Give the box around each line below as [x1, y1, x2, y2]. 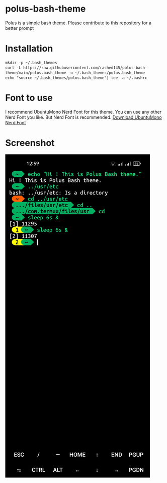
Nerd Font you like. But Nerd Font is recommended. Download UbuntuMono [5, 114, 162, 120]
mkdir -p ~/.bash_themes [5, 60, 57, 65]
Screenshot [5, 137, 55, 149]
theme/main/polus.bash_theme [5, 70, 66, 75]
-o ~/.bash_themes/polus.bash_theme [68, 70, 145, 75]
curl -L [5, 65, 22, 70]
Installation [5, 43, 53, 55]
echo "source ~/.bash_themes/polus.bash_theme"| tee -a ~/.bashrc [5, 75, 147, 80]
